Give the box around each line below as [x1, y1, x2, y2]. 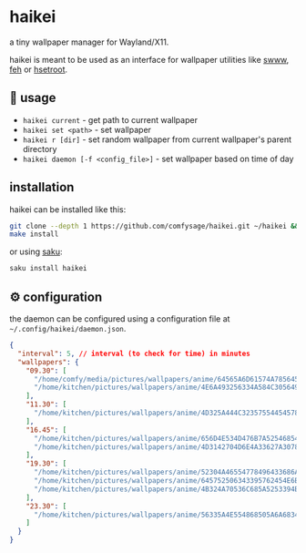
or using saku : [9, 246, 63, 257]
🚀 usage [9, 90, 56, 106]
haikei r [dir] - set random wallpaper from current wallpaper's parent [22, 134, 291, 145]
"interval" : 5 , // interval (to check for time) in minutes [17, 349, 250, 358]
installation [9, 179, 75, 195]
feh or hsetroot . [9, 64, 68, 75]
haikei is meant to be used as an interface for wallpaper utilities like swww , [9, 54, 290, 65]
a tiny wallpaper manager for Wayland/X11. [9, 36, 169, 47]
